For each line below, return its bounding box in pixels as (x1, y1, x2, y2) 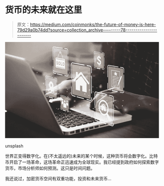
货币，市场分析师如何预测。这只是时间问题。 (5, 165, 95, 171)
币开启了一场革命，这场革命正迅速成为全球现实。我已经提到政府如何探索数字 (5, 159, 159, 165)
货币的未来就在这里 (5, 4, 82, 16)
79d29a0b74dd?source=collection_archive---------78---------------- (17, 27, 158, 33)
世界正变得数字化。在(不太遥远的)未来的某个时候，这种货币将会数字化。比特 (5, 153, 158, 159)
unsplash (5, 143, 23, 149)
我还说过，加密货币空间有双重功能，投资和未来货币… (5, 175, 112, 181)
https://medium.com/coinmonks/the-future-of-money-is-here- (30, 21, 156, 27)
